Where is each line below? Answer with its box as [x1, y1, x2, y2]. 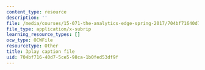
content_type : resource [6, 9, 67, 15]
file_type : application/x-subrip [6, 26, 92, 32]
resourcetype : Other [6, 43, 59, 49]
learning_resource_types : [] [6, 32, 81, 38]
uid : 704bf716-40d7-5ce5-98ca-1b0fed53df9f [6, 54, 119, 60]
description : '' [6, 15, 48, 21]
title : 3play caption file [6, 49, 75, 55]
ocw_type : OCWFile [6, 37, 53, 43]
